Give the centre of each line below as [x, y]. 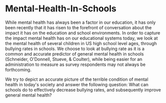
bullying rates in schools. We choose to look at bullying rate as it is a [75, 49]
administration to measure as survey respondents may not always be [75, 64]
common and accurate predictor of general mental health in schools [75, 54]
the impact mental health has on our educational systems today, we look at [82, 38]
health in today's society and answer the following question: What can [77, 84]
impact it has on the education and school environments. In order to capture [83, 33]
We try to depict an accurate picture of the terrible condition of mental [77, 79]
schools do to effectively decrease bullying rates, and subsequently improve [83, 90]
